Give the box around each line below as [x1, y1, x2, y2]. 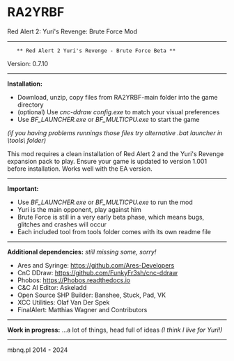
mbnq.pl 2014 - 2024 [7, 346, 68, 354]
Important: [7, 184, 39, 192]
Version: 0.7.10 [7, 59, 49, 68]
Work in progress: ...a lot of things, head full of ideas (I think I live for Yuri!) [7, 325, 223, 334]
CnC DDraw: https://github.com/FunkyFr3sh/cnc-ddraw [17, 268, 178, 277]
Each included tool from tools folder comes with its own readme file [17, 227, 211, 236]
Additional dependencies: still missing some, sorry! [7, 247, 157, 256]
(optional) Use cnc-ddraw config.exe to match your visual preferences [17, 107, 220, 116]
